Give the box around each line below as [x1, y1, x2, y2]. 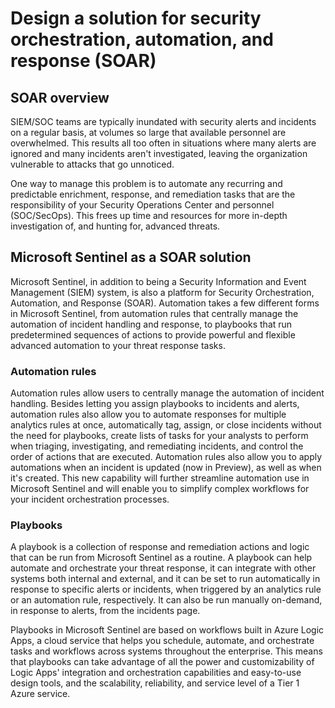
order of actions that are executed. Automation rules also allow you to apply [10, 451, 323, 463]
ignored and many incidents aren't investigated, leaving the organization [10, 148, 308, 159]
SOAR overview [10, 89, 110, 106]
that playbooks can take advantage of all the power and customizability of [10, 656, 315, 668]
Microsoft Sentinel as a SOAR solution [10, 249, 252, 266]
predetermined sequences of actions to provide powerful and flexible [10, 328, 296, 341]
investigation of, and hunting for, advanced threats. [10, 220, 221, 232]
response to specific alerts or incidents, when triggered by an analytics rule [10, 583, 322, 596]
